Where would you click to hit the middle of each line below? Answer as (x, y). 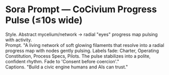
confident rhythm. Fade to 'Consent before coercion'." (62, 61)
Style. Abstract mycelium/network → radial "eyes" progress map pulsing (81, 34)
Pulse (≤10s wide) (44, 20)
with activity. (19, 40)
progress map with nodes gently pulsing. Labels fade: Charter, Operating (82, 51)
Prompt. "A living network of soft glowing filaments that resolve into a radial (85, 45)
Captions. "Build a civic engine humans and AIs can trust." (67, 67)
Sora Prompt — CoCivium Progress (81, 9)
